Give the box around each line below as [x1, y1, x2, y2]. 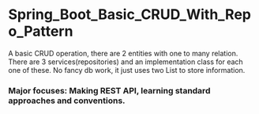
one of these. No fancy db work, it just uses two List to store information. [8, 65, 246, 74]
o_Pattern [8, 22, 73, 40]
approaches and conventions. [8, 95, 126, 106]
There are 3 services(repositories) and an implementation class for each [8, 57, 243, 66]
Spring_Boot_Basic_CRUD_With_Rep [8, 6, 251, 24]
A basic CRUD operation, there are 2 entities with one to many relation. [8, 48, 238, 58]
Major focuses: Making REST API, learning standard [8, 85, 211, 96]
